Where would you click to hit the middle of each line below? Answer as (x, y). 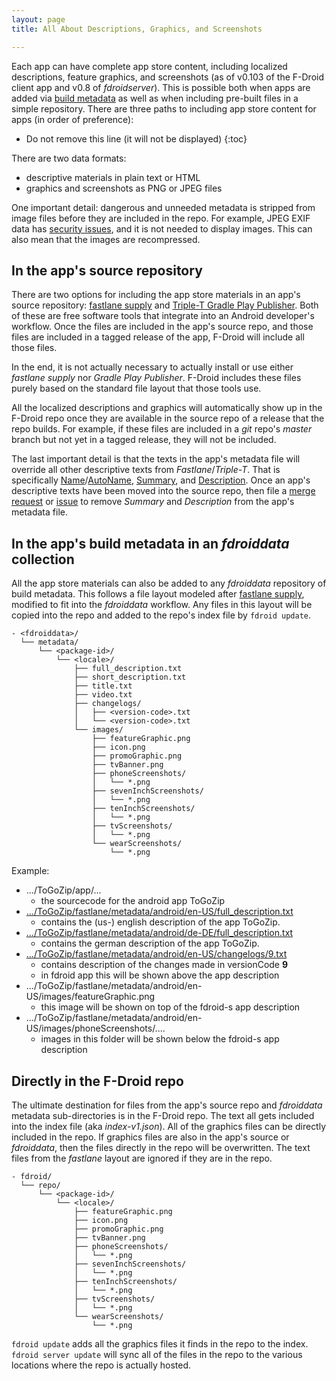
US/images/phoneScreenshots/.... (95, 1028)
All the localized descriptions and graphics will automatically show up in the (167, 408)
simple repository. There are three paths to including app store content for (164, 108)
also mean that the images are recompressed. (106, 239)
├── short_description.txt (130, 677)
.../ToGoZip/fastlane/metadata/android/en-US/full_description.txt (159, 912)
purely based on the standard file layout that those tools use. (136, 388)
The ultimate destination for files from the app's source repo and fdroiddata (167, 1105)
